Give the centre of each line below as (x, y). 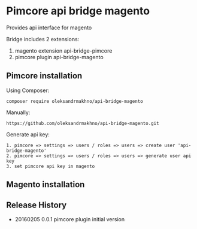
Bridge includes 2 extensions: (43, 39)
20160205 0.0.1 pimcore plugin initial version (69, 219)
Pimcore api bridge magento (78, 11)
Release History (37, 205)
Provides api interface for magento (49, 28)
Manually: (18, 112)
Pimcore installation (44, 76)
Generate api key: (28, 134)
